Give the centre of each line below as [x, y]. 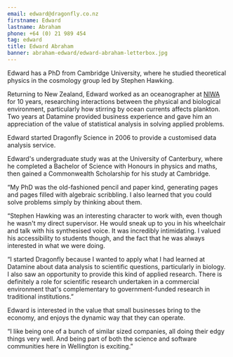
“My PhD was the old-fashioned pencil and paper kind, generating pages [113, 187]
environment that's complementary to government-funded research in [109, 289]
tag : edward [25, 40]
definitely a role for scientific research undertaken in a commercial [103, 281]
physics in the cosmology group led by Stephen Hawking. [91, 80]
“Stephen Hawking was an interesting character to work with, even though [115, 216]
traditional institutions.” [40, 297]
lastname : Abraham [34, 27]
